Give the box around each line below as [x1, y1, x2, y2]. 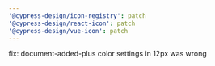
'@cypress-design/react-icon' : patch [8, 19, 136, 27]
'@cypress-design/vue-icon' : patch [8, 27, 129, 35]
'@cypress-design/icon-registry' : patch [8, 11, 147, 20]
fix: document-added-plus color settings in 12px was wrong [8, 49, 208, 59]
